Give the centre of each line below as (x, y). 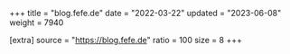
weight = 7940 (37, 22)
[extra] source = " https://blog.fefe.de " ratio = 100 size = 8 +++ (126, 40)
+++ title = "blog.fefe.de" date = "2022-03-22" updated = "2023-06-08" (145, 13)
